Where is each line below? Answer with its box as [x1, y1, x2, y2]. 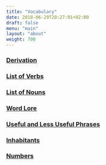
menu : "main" [6, 25, 39, 32]
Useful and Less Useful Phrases [6, 120, 100, 128]
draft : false [6, 20, 39, 26]
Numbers [6, 152, 34, 160]
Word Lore [6, 104, 37, 112]
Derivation [6, 56, 38, 64]
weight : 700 [6, 36, 36, 42]
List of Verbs [6, 72, 44, 80]
